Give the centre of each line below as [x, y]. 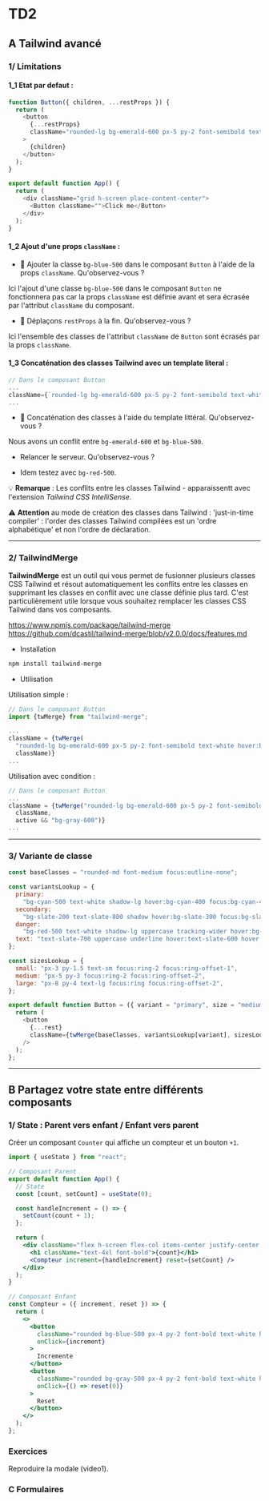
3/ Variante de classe [50, 856]
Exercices [28, 1451]
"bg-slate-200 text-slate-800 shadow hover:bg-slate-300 [120, 917]
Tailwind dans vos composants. [60, 609]
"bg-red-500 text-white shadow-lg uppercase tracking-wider [125, 932]
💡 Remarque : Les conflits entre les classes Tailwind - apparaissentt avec [129, 488]
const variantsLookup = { [51, 887]
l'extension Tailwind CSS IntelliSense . [70, 497]
